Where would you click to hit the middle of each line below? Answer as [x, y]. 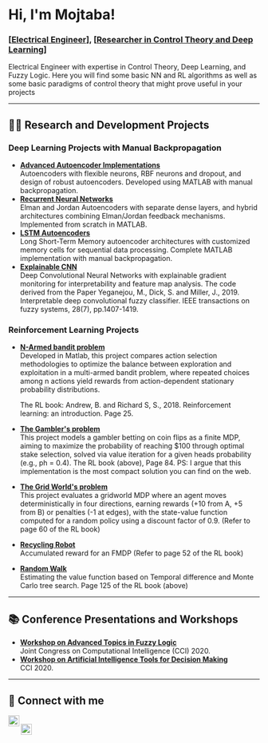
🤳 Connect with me [56, 700]
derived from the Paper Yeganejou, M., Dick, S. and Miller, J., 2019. [130, 292]
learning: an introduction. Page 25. [77, 413]
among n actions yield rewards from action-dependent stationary [127, 381]
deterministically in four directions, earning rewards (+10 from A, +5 [131, 504]
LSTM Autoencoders [55, 233]
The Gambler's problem [60, 429]
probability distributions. [60, 389]
